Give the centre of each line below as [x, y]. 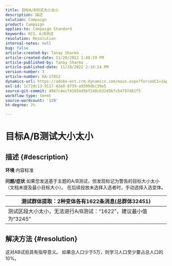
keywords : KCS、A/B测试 [29, 34]
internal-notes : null [28, 43]
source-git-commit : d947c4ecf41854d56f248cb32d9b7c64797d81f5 [73, 91]
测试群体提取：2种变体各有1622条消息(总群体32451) [86, 202]
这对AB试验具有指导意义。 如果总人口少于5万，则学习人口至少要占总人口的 [84, 252]
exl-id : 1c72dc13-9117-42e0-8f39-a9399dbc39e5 [56, 86]
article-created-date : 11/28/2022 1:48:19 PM [55, 58]
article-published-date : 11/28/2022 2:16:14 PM [57, 67]
